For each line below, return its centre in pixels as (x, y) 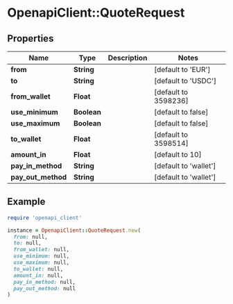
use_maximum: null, (42, 263)
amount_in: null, (38, 276)
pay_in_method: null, (45, 282)
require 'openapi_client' (44, 218)
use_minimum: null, (42, 256)
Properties (31, 39)
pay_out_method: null (45, 288)
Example (26, 202)
